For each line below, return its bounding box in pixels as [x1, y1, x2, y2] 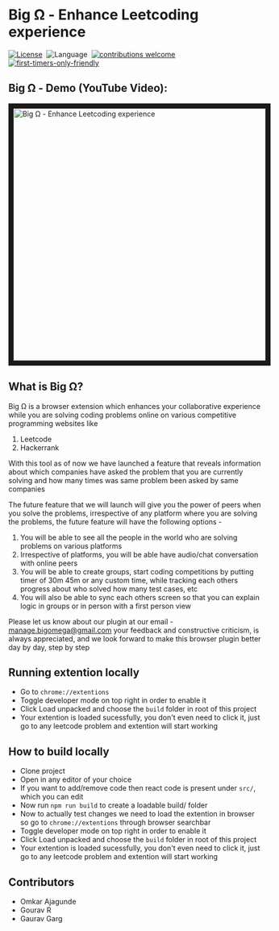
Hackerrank [19, 442, 60, 453]
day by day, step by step [8, 642, 90, 652]
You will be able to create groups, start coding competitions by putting [19, 566, 254, 576]
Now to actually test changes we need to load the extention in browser [19, 809, 256, 819]
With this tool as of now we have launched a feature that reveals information [8, 458, 261, 468]
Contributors [8, 875, 75, 889]
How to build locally [8, 745, 110, 758]
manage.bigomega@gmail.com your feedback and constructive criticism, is [8, 625, 260, 635]
